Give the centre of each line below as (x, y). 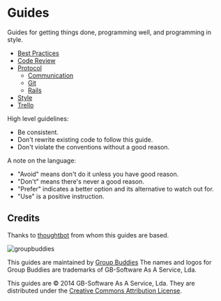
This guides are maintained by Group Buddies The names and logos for (109, 262)
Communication (51, 75)
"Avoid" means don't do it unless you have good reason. (98, 174)
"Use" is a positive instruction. (61, 196)
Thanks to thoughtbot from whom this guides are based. (88, 235)
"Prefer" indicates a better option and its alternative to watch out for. (115, 189)
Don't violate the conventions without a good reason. (93, 147)
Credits (24, 218)
